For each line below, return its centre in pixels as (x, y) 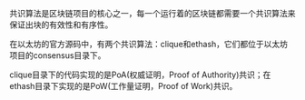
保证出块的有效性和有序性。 (61, 25)
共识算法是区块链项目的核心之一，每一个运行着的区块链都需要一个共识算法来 (152, 13)
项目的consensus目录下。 (58, 55)
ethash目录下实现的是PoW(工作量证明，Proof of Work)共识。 (123, 86)
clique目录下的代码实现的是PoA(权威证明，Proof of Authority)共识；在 (140, 75)
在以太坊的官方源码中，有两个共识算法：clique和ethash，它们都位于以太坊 (149, 44)
